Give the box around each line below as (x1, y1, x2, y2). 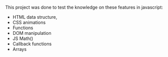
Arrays (12, 46, 27, 52)
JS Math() (12, 35, 34, 41)
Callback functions (12, 41, 52, 47)
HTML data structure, (12, 14, 58, 20)
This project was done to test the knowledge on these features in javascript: (5, 5, 163, 10)
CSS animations (12, 20, 46, 25)
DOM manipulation (12, 30, 51, 36)
